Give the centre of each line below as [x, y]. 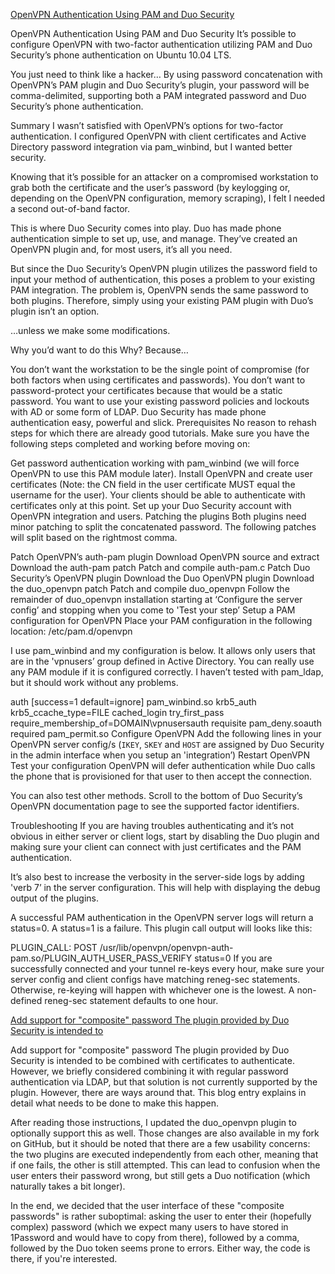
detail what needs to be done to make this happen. [115, 1103]
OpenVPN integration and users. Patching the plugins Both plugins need [158, 516]
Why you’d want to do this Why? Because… [99, 350]
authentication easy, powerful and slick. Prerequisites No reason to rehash [163, 422]
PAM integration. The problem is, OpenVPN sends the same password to [159, 290]
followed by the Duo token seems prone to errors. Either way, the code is [160, 1248]
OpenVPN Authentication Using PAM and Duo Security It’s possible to [153, 33]
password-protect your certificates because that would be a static [146, 390]
